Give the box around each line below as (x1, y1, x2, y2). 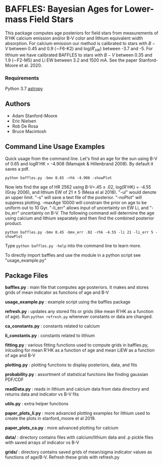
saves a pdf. (5, 166, 30, 172)
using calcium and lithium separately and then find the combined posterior (5, 215, 154, 221)
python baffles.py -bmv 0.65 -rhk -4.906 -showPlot (5, 175, 112, 180)
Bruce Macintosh (12, 128, 47, 134)
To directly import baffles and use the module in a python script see (5, 252, 141, 258)
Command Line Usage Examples (5, 143, 105, 151)
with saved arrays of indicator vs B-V (5, 440, 79, 445)
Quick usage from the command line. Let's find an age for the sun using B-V (5, 155, 158, 161)
